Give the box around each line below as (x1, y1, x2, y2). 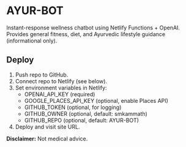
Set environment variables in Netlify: (15, 84, 107, 91)
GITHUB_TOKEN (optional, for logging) (24, 104, 122, 111)
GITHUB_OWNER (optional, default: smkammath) (24, 110, 148, 117)
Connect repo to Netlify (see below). (15, 77, 108, 85)
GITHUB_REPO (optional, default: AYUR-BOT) (24, 116, 139, 124)
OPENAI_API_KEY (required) (24, 90, 95, 98)
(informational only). (6, 37, 58, 44)
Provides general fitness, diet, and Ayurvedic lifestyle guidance (6, 30, 166, 37)
